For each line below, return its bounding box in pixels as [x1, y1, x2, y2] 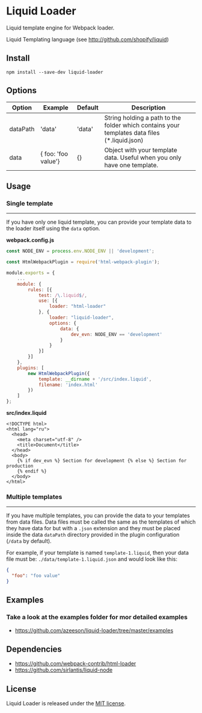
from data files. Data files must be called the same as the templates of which [6, 518, 196, 525]
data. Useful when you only [104, 153, 182, 162]
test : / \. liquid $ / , [38, 292, 87, 298]
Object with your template [104, 145, 177, 154]
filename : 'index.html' [38, 382, 98, 388]
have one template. [104, 161, 159, 169]
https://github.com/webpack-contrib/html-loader [14, 660, 136, 667]
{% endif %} [17, 468, 47, 474]
